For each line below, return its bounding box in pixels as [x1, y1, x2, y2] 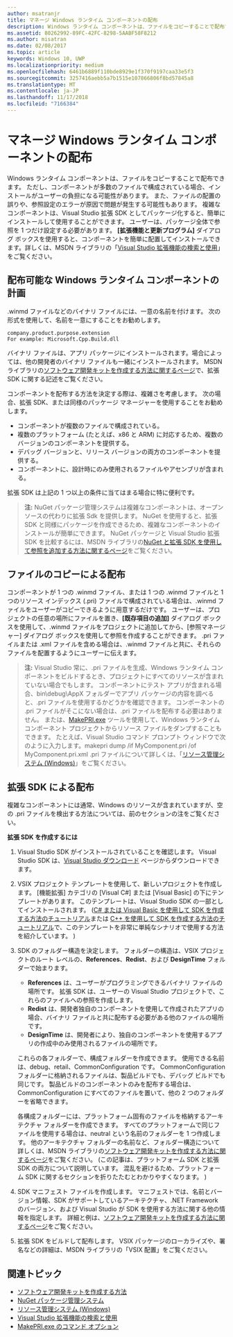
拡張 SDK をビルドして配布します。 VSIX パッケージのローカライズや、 [17, 1237, 220, 1245]
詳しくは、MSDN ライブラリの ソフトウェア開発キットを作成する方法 [17, 1147, 214, 1155]
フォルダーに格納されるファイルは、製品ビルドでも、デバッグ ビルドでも [17, 1071, 226, 1080]
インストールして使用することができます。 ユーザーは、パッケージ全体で [7, 217, 215, 225]
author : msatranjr [7, 10, 60, 17]
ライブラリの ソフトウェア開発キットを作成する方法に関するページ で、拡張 [7, 365, 220, 374]
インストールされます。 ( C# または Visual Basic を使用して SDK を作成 [23, 906, 224, 914]
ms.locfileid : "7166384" [7, 101, 79, 107]
